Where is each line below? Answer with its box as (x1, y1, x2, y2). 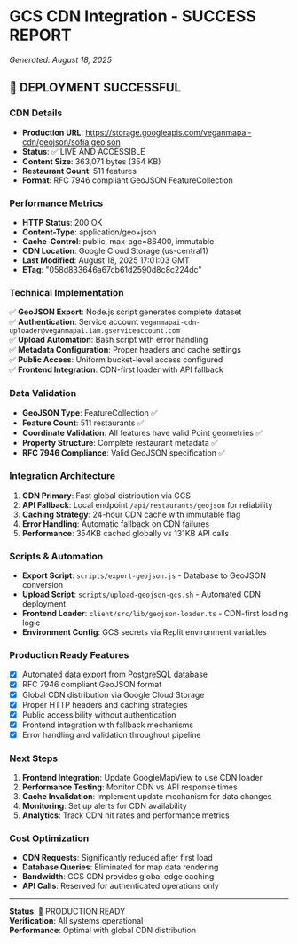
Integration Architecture (9, 470, 116, 482)
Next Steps (9, 752, 59, 765)
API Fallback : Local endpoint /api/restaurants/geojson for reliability (21, 499, 273, 510)
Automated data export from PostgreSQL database (21, 669, 208, 680)
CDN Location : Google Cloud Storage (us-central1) (21, 245, 208, 256)
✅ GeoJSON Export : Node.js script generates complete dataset (9, 306, 242, 317)
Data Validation (9, 387, 77, 400)
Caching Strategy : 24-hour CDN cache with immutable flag (21, 509, 241, 520)
